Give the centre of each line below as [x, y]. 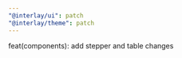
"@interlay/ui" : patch [46, 15]
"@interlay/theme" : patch [51, 23]
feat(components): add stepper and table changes [91, 45]
